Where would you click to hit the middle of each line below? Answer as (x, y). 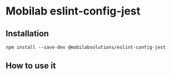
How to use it (31, 66)
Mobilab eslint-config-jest (73, 11)
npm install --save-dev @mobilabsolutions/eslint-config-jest (86, 47)
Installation (27, 34)
